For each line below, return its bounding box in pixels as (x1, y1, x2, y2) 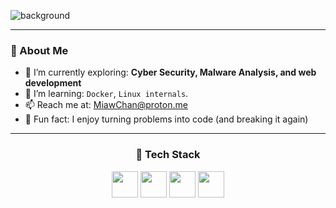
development (24, 77, 82, 89)
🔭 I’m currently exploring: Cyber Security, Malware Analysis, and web (24, 66, 317, 79)
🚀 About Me (10, 43, 69, 57)
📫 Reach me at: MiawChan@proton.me (24, 99, 188, 111)
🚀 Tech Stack (135, 148, 201, 162)
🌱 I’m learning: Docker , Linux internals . (24, 88, 189, 100)
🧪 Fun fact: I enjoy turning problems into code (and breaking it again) (24, 113, 309, 125)
